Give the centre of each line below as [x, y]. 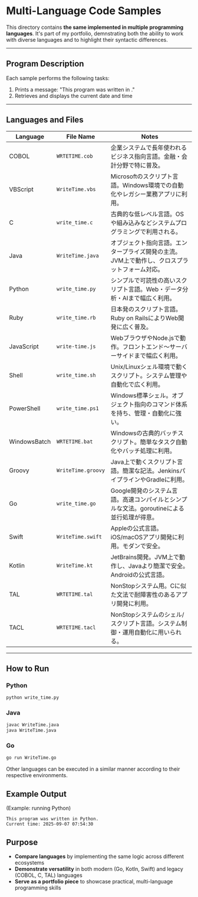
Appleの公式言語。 [136, 528]
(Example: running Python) [39, 808]
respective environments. [37, 775]
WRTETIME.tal [75, 594]
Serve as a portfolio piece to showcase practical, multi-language [94, 881]
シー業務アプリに [158, 194]
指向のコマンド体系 [161, 404]
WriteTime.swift [79, 536]
